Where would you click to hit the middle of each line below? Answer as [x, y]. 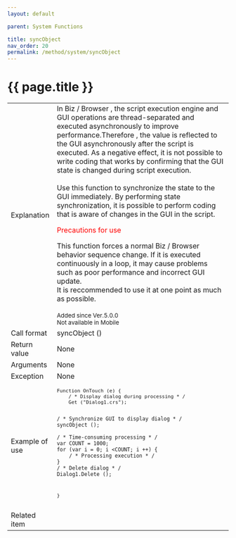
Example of [29, 442]
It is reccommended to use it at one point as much [139, 290]
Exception [27, 376]
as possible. [76, 299]
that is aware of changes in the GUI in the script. [136, 214]
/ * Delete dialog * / [89, 468]
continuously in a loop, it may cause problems [132, 263]
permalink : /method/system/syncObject [64, 52]
